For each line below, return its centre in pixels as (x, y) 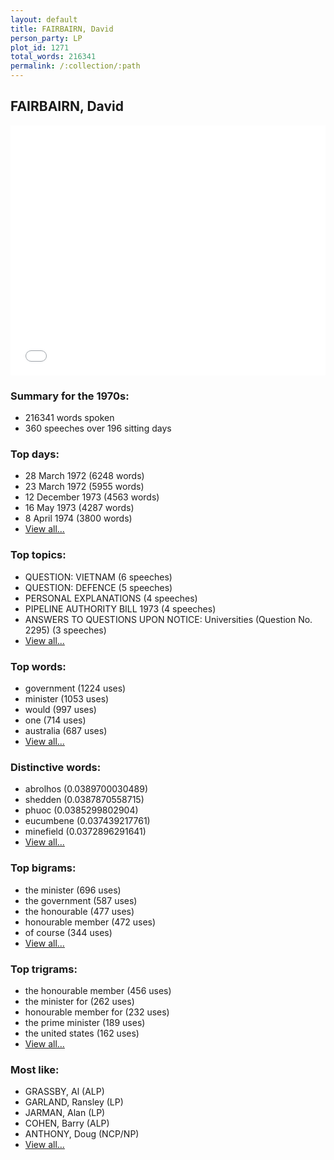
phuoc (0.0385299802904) (81, 810)
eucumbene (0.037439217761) (87, 821)
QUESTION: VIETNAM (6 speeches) (98, 577)
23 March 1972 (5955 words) (84, 487)
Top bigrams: (43, 868)
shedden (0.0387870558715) (84, 800)
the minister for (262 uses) (79, 1001)
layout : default (44, 19)
